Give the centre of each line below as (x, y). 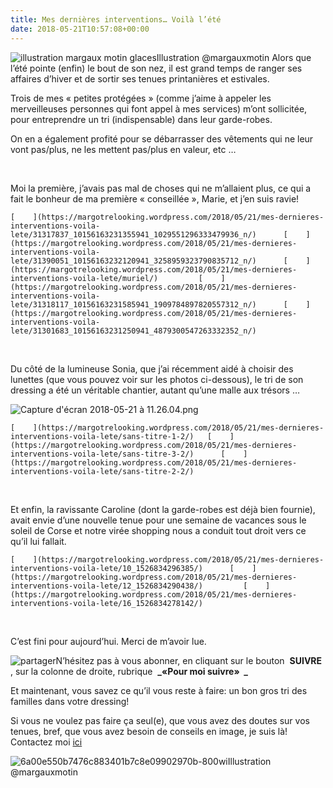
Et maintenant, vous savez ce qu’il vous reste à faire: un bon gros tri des (159, 690)
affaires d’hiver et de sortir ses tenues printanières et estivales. (140, 78)
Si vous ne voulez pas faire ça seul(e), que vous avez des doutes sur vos (160, 720)
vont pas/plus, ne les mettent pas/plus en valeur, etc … (123, 149)
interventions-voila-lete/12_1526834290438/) (106, 586)
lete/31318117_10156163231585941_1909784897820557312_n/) (133, 304)
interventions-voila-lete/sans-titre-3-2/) (102, 454)
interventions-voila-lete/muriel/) (84, 278)
